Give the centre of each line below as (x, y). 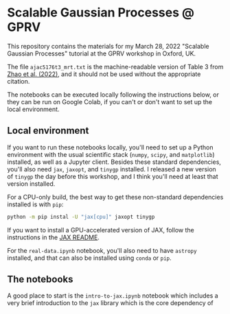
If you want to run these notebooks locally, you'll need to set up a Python (110, 147)
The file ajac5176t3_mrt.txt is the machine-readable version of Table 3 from (115, 67)
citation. (19, 81)
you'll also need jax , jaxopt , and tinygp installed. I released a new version (112, 169)
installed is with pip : (35, 204)
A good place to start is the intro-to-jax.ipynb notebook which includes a (113, 295)
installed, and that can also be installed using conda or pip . (89, 258)
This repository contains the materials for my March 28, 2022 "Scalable (108, 46)
